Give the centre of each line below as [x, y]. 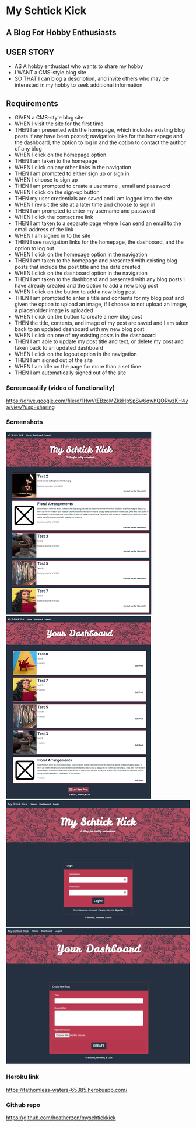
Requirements [32, 103]
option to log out [34, 248]
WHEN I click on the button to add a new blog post [75, 292]
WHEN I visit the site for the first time [59, 124]
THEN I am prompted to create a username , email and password [92, 186]
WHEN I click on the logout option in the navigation [76, 354]
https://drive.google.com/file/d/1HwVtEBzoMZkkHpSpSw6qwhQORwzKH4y [97, 401]
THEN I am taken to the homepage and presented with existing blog [96, 261]
